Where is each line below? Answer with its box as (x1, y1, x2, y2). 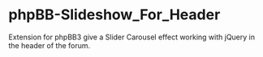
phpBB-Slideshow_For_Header (8, 6, 221, 24)
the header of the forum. (8, 40, 91, 50)
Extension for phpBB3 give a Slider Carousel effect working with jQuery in (8, 32, 256, 42)
